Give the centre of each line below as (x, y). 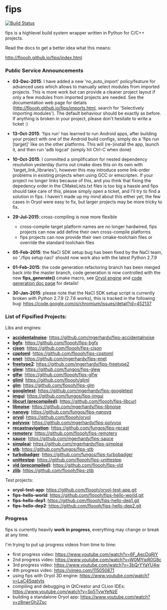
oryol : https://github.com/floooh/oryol (52, 417)
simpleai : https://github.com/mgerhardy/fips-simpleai (68, 444)
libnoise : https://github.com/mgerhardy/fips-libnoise (67, 406)
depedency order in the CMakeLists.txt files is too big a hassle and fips (85, 186)
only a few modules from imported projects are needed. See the (78, 97)
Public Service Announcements (44, 70)
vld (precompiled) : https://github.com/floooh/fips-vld (68, 465)
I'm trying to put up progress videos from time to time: (61, 544)
